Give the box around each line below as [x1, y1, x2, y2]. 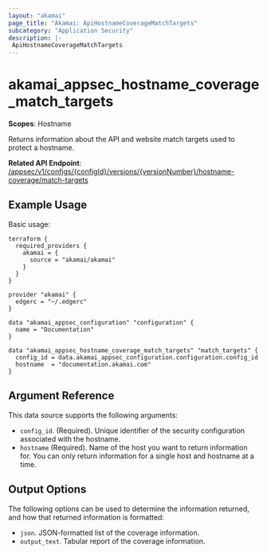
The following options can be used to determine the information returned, [8, 504, 249, 513]
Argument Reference [8, 389, 115, 403]
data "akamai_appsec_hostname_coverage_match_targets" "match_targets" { [8, 346, 259, 355]
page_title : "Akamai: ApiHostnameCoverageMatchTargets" [8, 19, 198, 27]
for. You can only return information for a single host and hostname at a [19, 451, 255, 461]
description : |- [8, 33, 62, 42]
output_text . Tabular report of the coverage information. [19, 536, 206, 546]
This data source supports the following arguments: [8, 410, 178, 419]
